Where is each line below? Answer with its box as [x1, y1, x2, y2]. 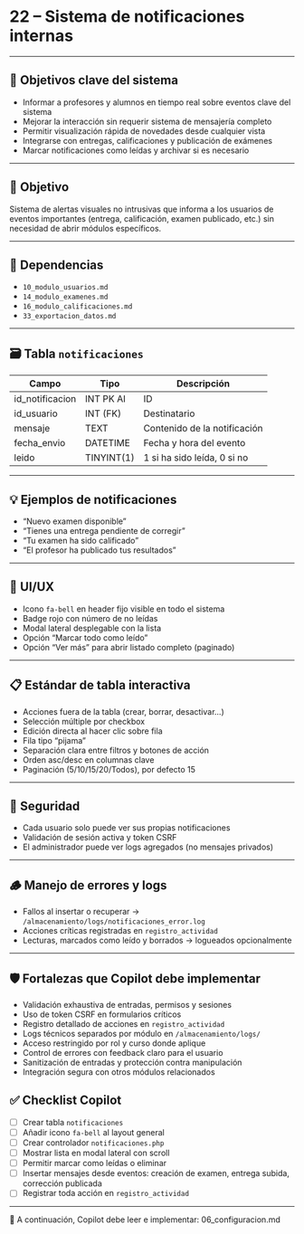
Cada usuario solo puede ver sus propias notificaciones [22, 822, 231, 833]
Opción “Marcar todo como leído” [22, 631, 148, 643]
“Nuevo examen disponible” [22, 516, 127, 527]
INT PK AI [84, 393, 127, 405]
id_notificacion [14, 393, 77, 405]
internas [9, 25, 74, 46]
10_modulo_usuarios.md [22, 283, 109, 292]
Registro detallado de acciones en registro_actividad [22, 1019, 225, 1030]
